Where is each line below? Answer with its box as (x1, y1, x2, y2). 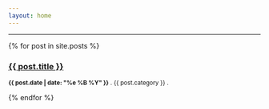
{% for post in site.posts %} (8, 41, 100, 50)
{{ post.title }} (8, 60, 64, 72)
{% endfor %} (8, 92, 54, 102)
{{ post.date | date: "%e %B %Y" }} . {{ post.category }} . (8, 79, 170, 87)
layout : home (8, 11, 52, 20)
